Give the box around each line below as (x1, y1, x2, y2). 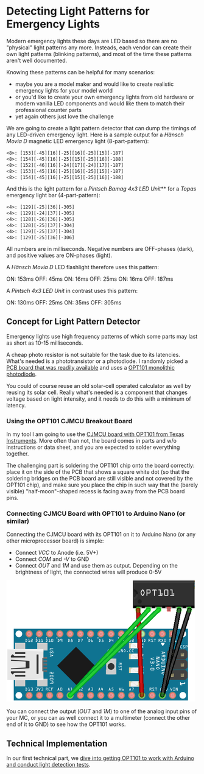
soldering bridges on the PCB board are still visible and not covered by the (6, 475, 193, 482)
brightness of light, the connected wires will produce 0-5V (15, 568, 162, 576)
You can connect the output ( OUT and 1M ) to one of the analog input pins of (6, 708, 197, 715)
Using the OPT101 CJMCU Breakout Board (6, 417, 133, 425)
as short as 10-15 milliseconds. (6, 339, 83, 347)
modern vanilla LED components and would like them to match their (15, 99, 185, 107)
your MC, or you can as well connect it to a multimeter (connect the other (6, 714, 191, 722)
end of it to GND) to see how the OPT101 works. (6, 720, 126, 728)
